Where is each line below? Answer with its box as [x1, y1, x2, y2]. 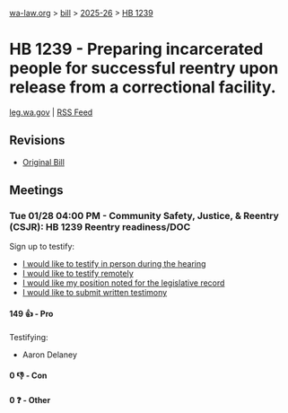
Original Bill [22, 156, 65, 167]
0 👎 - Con [9, 370, 48, 381]
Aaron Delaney [22, 349, 78, 360]
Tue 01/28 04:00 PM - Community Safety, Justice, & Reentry [9, 210, 280, 223]
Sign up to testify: [9, 242, 74, 252]
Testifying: [9, 331, 48, 342]
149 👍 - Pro [9, 309, 54, 320]
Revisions [9, 133, 65, 148]
